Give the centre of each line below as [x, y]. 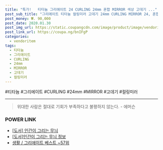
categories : [17, 37]
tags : [10, 46]
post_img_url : [19, 28]
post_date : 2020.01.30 [28, 23]
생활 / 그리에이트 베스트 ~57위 [41, 143]
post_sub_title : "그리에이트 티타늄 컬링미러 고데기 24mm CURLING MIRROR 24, [78, 14]
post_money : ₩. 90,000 [28, 18]
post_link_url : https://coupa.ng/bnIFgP [47, 32]
